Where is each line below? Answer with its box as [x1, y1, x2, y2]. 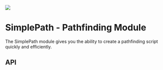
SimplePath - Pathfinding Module [5, 22, 146, 33]
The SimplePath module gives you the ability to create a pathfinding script [5, 38, 158, 44]
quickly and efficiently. [5, 43, 52, 49]
